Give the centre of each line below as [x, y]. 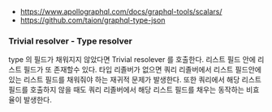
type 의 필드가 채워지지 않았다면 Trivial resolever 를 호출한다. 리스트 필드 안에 [132, 60]
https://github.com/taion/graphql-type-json [93, 20]
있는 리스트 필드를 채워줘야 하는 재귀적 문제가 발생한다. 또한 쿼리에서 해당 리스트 [135, 80]
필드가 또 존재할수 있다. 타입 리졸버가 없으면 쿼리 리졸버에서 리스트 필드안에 [142, 70]
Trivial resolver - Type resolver [70, 41]
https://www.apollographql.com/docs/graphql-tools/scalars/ [121, 12]
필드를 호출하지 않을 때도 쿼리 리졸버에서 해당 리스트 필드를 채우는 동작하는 [127, 90]
